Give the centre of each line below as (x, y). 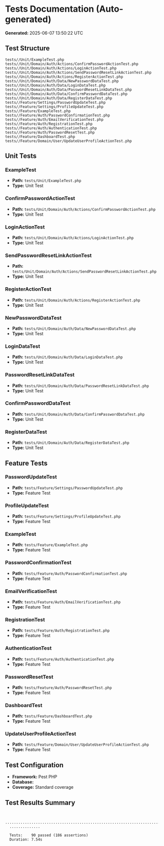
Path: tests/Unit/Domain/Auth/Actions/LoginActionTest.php (73, 238)
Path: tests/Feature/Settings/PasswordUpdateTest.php (67, 487)
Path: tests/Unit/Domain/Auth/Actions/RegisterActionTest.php (76, 300)
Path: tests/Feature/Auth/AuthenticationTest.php (63, 659)
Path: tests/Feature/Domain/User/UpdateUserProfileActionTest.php (81, 744)
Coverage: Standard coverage (43, 787)
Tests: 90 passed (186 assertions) (49, 835)
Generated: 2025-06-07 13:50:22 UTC (44, 33)
